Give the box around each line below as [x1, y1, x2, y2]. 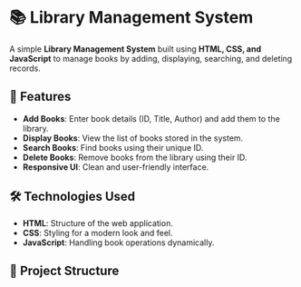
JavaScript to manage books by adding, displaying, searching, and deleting [9, 53, 293, 64]
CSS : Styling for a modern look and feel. [22, 227, 174, 238]
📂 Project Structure [9, 262, 120, 278]
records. [9, 63, 41, 74]
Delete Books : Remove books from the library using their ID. [22, 152, 248, 163]
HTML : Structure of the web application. [22, 217, 174, 228]
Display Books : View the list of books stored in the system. [22, 133, 244, 143]
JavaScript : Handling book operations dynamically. [22, 237, 215, 248]
